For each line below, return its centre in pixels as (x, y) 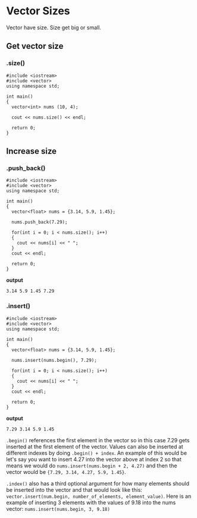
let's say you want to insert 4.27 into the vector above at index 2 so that (94, 459)
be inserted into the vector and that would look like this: (74, 489)
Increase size (32, 151)
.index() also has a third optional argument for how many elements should (98, 483)
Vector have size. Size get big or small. (54, 27)
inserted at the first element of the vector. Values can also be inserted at (95, 446)
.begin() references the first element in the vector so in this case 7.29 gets (98, 440)
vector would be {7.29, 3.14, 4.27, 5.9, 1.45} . (66, 472)
